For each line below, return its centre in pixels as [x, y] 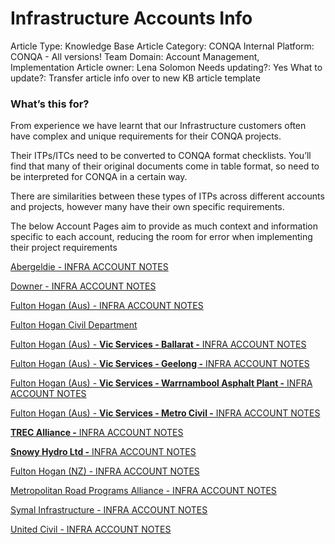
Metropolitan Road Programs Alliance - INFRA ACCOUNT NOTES [143, 491]
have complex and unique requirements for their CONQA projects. [146, 136]
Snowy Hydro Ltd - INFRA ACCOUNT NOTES [103, 452]
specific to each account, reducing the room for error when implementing [161, 237]
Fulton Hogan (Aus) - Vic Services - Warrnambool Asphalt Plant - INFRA [161, 383]
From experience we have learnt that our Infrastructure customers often [158, 126]
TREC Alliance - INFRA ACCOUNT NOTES [97, 433]
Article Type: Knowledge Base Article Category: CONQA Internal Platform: [162, 46]
